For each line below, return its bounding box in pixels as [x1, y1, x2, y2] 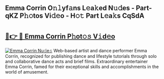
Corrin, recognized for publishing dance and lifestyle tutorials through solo [5, 53, 157, 59]
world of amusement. [5, 69, 48, 75]
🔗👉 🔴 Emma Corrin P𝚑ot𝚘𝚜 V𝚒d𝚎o [5, 32, 115, 40]
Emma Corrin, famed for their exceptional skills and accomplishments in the [5, 64, 159, 70]
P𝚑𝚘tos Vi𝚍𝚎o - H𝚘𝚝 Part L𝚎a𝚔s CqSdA [19, 12, 145, 20]
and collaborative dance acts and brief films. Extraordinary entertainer [5, 59, 148, 64]
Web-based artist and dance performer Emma [53, 48, 147, 53]
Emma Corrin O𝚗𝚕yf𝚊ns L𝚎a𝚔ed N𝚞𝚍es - [5, 4, 135, 12]
